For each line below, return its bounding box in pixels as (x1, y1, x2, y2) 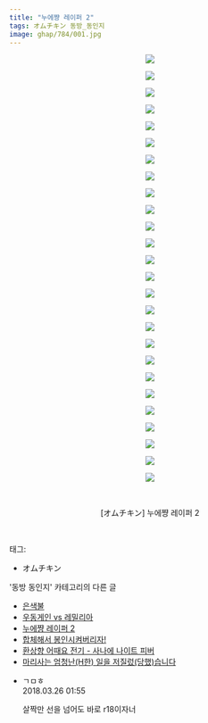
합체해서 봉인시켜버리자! (21, 635, 107, 645)
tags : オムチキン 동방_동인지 (9, 21, 105, 30)
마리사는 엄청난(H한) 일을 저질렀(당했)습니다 (21, 657, 177, 668)
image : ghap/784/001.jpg (9, 29, 102, 38)
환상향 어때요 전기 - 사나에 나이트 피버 (21, 645, 154, 656)
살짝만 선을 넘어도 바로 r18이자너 (21, 704, 137, 715)
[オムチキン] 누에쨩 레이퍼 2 (100, 508, 200, 519)
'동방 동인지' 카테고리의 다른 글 (9, 582, 117, 593)
